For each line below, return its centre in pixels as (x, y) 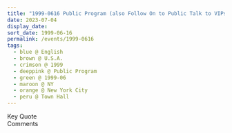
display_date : (28, 26)
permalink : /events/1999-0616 (51, 39)
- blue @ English (38, 52)
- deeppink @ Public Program (55, 71)
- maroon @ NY (33, 84)
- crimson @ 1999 (38, 65)
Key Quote (22, 116)
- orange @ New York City (51, 90)
